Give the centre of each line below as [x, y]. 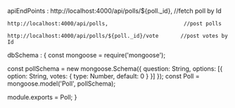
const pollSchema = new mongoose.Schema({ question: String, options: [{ [115, 69]
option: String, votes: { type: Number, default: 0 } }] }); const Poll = [103, 76]
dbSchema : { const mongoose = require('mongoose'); [87, 55]
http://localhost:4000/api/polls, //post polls [114, 24]
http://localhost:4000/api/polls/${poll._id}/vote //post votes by [118, 36]
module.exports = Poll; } [42, 97]
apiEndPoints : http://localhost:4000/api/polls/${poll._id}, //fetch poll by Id [114, 11]
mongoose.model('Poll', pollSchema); [62, 83]
